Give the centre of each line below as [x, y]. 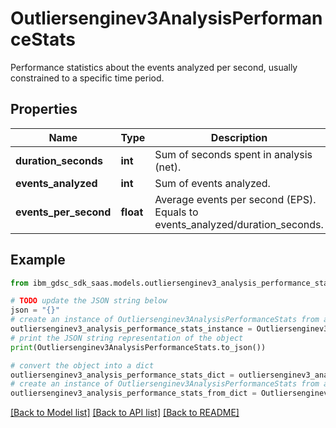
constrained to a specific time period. [87, 78]
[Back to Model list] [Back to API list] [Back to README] [125, 413]
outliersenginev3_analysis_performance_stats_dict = [122, 375]
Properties [44, 109]
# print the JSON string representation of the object [127, 338]
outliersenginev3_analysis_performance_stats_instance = [131, 329]
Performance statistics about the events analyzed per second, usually [154, 67]
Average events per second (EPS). [235, 199]
